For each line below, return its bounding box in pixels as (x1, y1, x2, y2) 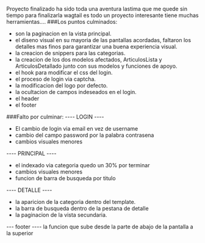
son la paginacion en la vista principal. (15, 30, 112, 37)
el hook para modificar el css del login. (15, 69, 113, 76)
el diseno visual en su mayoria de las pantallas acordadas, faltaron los (15, 37, 191, 43)
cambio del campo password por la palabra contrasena (15, 131, 154, 139)
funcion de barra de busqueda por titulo (15, 175, 116, 182)
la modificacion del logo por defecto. (15, 82, 108, 89)
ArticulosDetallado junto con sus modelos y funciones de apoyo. (15, 62, 178, 70)
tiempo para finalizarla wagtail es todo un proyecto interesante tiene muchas (6, 12, 199, 19)
